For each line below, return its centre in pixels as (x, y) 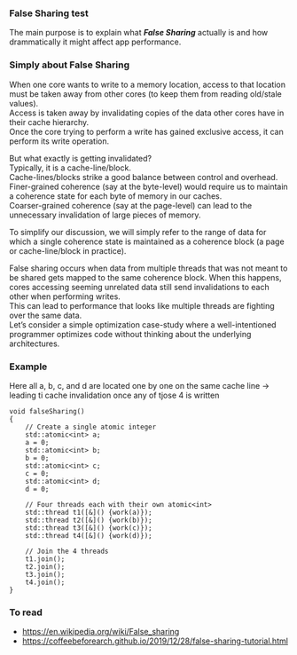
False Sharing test (49, 13)
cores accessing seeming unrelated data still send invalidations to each (139, 287)
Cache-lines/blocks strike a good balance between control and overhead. (144, 177)
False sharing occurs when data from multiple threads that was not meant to (148, 268)
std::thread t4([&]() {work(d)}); (89, 535)
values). (24, 103)
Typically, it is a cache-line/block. (70, 168)
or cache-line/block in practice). (68, 250)
